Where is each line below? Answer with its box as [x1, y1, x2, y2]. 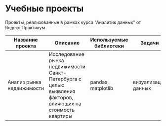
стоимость [48, 106, 75, 113]
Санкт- [48, 69, 67, 76]
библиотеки [94, 42, 124, 49]
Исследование [48, 50, 84, 57]
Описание [54, 39, 80, 46]
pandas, [90, 79, 109, 85]
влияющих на [48, 100, 82, 107]
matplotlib [90, 84, 114, 91]
